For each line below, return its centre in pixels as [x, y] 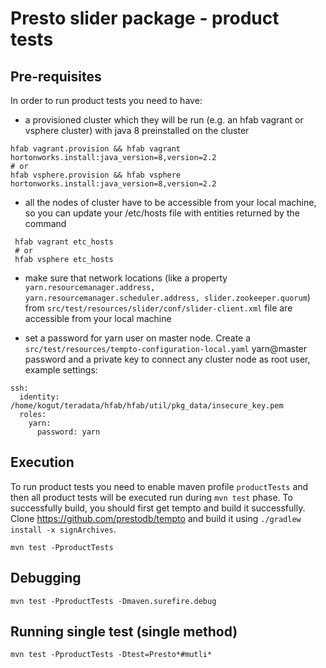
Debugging [46, 578]
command [45, 223]
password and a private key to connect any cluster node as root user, [167, 359]
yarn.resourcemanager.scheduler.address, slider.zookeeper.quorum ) [167, 297]
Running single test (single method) [124, 632]
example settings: [61, 370]
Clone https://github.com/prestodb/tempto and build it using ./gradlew [156, 518]
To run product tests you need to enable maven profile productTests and [159, 486]
